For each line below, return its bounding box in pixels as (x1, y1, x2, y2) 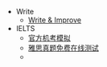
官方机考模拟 (27, 33, 71, 42)
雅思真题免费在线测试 (27, 43, 99, 53)
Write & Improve (27, 15, 82, 25)
